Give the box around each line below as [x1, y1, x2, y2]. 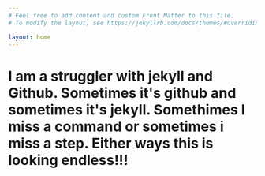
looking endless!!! [8, 151, 129, 169]
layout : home [8, 33, 51, 41]
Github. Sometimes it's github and [8, 84, 237, 102]
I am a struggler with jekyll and [8, 67, 213, 85]
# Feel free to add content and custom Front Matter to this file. [8, 11, 235, 20]
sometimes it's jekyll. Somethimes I [8, 100, 246, 118]
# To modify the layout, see [8, 19, 104, 27]
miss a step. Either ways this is [8, 134, 214, 152]
